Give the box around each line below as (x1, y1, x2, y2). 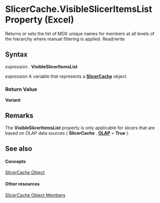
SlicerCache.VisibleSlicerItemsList (5, 3, 153, 15)
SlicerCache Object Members (5, 192, 66, 198)
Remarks (5, 111, 34, 120)
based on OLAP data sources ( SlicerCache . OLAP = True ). (5, 130, 130, 136)
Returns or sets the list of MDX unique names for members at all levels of (5, 30, 155, 36)
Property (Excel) (5, 14, 75, 25)
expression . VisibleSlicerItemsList (5, 63, 78, 69)
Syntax (5, 50, 28, 59)
